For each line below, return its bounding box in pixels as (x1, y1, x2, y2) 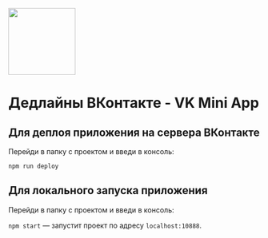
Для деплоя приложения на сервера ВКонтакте (8, 125, 260, 139)
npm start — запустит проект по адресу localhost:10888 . (8, 220, 202, 230)
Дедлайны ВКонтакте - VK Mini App (8, 94, 260, 112)
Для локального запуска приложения (8, 184, 208, 197)
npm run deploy (8, 162, 59, 170)
